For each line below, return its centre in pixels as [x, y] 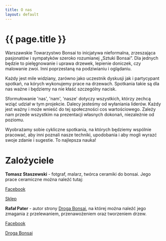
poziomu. [15, 120]
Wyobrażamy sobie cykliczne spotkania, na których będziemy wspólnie [78, 130]
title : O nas [19, 10]
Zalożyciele [30, 160]
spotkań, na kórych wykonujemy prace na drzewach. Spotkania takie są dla [82, 84]
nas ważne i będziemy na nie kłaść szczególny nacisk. [61, 89]
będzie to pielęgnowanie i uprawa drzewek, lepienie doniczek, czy [73, 63]
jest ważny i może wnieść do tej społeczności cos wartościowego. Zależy [81, 109]
